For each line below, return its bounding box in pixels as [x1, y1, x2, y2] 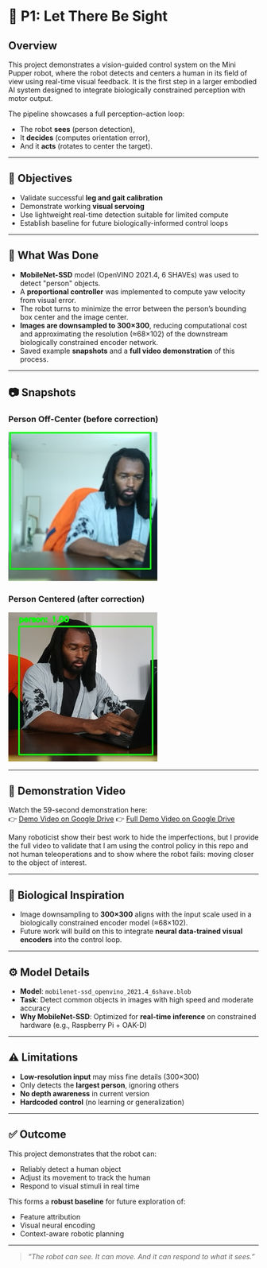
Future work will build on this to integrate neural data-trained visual [19, 926, 243, 936]
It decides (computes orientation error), [19, 133, 151, 142]
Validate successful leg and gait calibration [19, 192, 164, 202]
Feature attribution [19, 1212, 81, 1221]
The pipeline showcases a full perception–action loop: [8, 109, 185, 118]
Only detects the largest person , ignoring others [19, 1080, 180, 1090]
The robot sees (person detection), [19, 125, 135, 134]
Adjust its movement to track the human [19, 1173, 151, 1182]
